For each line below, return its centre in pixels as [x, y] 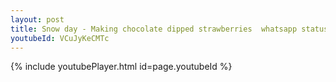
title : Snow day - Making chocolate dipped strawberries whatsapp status [169, 29]
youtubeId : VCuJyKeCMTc [60, 38]
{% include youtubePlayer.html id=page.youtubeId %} [121, 67]
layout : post [37, 19]
